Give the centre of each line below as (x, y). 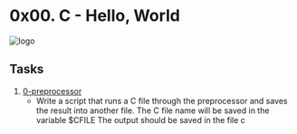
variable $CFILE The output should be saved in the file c (141, 120)
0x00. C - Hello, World (95, 16)
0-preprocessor (52, 91)
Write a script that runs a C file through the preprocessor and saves (162, 100)
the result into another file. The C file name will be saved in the (153, 110)
